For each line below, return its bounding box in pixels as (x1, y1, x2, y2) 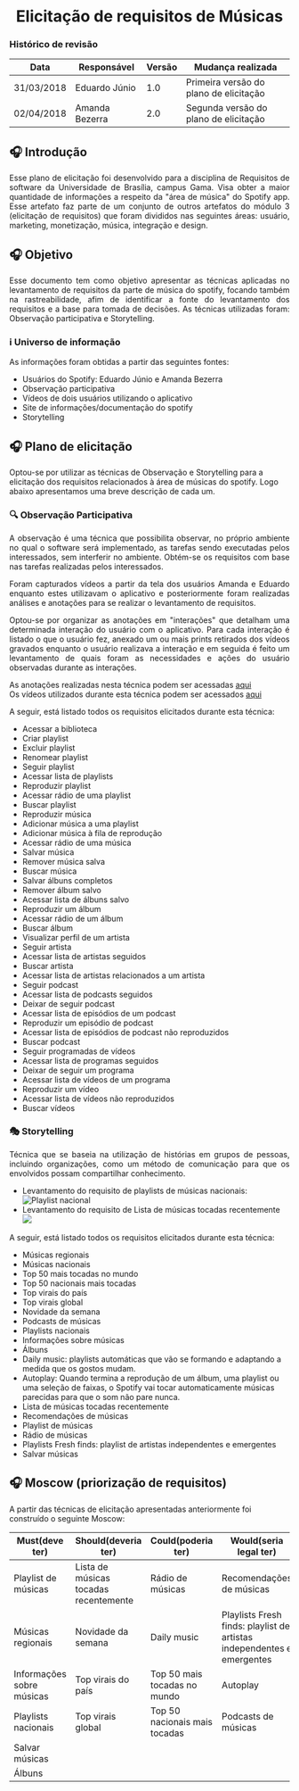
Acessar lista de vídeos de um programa (21, 1074, 171, 1085)
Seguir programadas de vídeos (21, 1046, 136, 1057)
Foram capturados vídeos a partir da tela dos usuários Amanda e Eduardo (9, 578, 290, 589)
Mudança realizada (194, 61, 278, 73)
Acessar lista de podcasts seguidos (21, 989, 153, 999)
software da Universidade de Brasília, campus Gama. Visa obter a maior (9, 182, 290, 193)
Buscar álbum (21, 922, 74, 933)
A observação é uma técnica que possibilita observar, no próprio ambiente (9, 533, 290, 543)
